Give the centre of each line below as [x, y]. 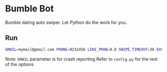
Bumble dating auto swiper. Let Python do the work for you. [66, 22]
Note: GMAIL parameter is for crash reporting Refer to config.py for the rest [82, 59]
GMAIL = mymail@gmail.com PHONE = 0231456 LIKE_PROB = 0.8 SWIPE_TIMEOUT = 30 [80, 49]
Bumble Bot [30, 9]
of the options [19, 64]
